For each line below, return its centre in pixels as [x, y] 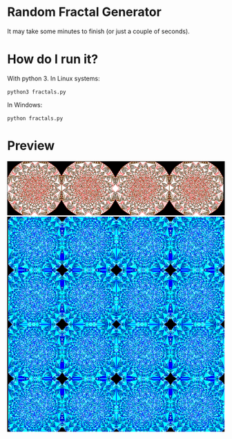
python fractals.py [35, 118]
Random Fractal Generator [85, 12]
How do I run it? [53, 59]
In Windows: [25, 105]
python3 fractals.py [37, 92]
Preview [31, 146]
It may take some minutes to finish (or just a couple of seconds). [98, 31]
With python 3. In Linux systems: [54, 78]
